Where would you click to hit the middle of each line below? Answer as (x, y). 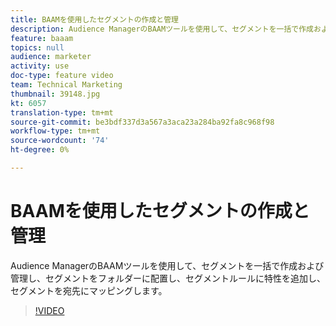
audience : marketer (51, 57)
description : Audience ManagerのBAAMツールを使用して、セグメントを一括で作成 (162, 29)
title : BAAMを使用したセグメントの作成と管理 (95, 19)
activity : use (40, 66)
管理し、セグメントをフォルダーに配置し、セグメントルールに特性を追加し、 (168, 278)
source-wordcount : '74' (60, 141)
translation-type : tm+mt (62, 112)
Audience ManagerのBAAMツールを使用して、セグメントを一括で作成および (167, 265)
